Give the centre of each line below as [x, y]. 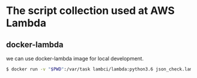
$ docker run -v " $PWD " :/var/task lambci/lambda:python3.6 [80, 69]
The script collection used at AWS [90, 11]
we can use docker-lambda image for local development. [75, 58]
